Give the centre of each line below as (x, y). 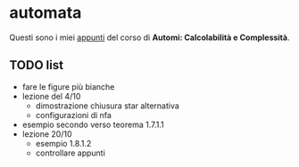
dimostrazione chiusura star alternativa (108, 106)
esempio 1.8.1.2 (63, 143)
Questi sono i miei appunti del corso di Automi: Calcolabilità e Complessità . (149, 37)
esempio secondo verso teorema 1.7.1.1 (93, 124)
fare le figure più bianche (68, 86)
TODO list (37, 65)
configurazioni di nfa (73, 115)
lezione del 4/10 (51, 96)
